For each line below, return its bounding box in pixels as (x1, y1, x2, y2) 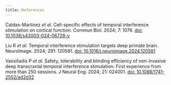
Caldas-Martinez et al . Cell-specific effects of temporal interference (5, 22, 149, 28)
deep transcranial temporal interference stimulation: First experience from (5, 63, 161, 69)
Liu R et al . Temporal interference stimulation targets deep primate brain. (5, 42, 159, 49)
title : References (5, 7, 45, 13)
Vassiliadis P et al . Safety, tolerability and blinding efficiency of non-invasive (5, 57, 166, 64)
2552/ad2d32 (5, 74, 34, 80)
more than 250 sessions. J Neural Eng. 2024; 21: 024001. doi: (5, 69, 136, 75)
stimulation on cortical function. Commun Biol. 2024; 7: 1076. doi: (5, 27, 143, 33)
